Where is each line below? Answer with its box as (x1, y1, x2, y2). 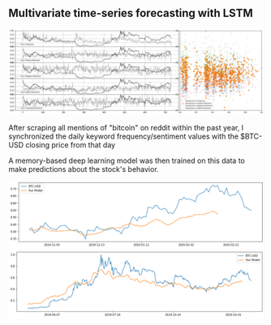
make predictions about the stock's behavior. (8, 165, 160, 174)
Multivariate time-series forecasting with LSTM (8, 6, 253, 20)
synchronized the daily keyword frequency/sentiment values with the (8, 131, 239, 141)
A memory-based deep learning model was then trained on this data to (8, 156, 245, 165)
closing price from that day (25, 140, 116, 150)
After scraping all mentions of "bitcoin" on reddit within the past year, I (8, 123, 244, 133)
